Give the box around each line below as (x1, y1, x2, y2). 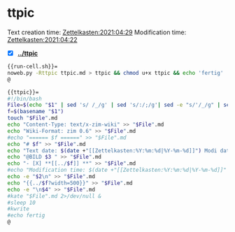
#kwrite (7, 205, 30, 212)
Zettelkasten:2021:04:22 (7, 35, 78, 43)
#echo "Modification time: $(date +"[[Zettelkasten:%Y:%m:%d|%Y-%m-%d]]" (7, 166, 227, 174)
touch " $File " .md (7, 115, 58, 122)
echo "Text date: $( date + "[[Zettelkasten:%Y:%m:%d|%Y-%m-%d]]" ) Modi (7, 147, 218, 154)
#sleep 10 (7, 199, 36, 206)
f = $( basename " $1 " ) (7, 108, 64, 115)
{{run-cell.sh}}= (7, 63, 58, 70)
